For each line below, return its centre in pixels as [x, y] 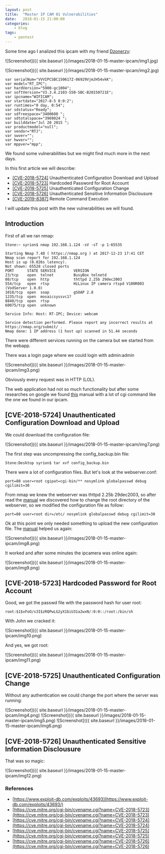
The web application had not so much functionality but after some [72, 389]
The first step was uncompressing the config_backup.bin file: [67, 454]
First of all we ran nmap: [30, 235]
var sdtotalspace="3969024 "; [36, 118]
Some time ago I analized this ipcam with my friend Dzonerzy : [68, 51]
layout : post [18, 10]
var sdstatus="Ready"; [28, 110]
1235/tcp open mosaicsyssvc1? [38, 297]
